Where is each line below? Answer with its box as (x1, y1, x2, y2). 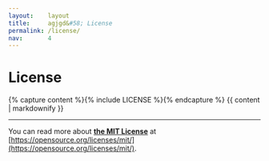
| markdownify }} (8, 103, 64, 113)
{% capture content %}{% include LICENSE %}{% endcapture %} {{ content (8, 95, 260, 105)
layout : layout (8, 11, 70, 20)
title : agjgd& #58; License (8, 19, 113, 27)
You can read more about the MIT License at (8, 127, 157, 136)
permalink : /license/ (8, 26, 81, 34)
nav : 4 (8, 34, 52, 42)
